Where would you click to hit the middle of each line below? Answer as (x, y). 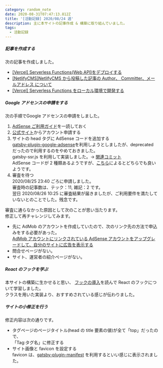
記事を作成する (20, 48)
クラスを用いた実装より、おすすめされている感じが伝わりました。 (71, 294)
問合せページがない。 (33, 251)
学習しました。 (29, 288)
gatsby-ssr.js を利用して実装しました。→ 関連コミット (67, 156)
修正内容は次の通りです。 (31, 320)
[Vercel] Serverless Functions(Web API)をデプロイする (67, 72)
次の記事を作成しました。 (31, 62)
